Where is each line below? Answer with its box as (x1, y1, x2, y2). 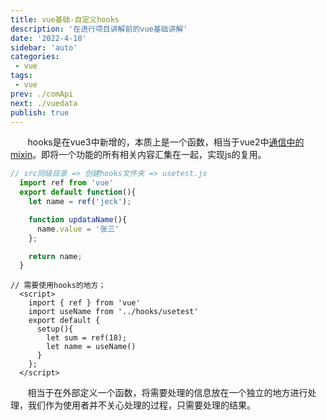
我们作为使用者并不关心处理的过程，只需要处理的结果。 (27, 399, 256, 411)
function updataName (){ (28, 214, 128, 225)
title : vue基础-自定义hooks (10, 14, 120, 25)
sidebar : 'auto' (10, 42, 78, 53)
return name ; (28, 251, 83, 261)
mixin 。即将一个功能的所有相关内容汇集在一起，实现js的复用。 (10, 149, 267, 161)
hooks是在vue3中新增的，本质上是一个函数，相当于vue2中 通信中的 (27, 136, 305, 148)
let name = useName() (46, 342, 137, 352)
